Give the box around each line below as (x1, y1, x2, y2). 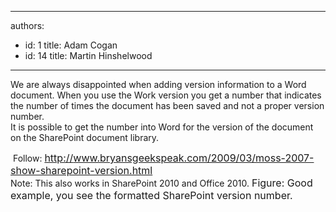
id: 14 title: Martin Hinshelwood (24, 50, 153, 61)
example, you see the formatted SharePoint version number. (10, 189, 293, 202)
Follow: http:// (12, 151, 74, 165)
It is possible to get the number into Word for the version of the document (10, 121, 314, 133)
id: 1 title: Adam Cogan (24, 39, 118, 51)
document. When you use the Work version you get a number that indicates (10, 89, 322, 101)
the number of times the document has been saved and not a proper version (10, 100, 325, 111)
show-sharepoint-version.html (10, 164, 153, 177)
